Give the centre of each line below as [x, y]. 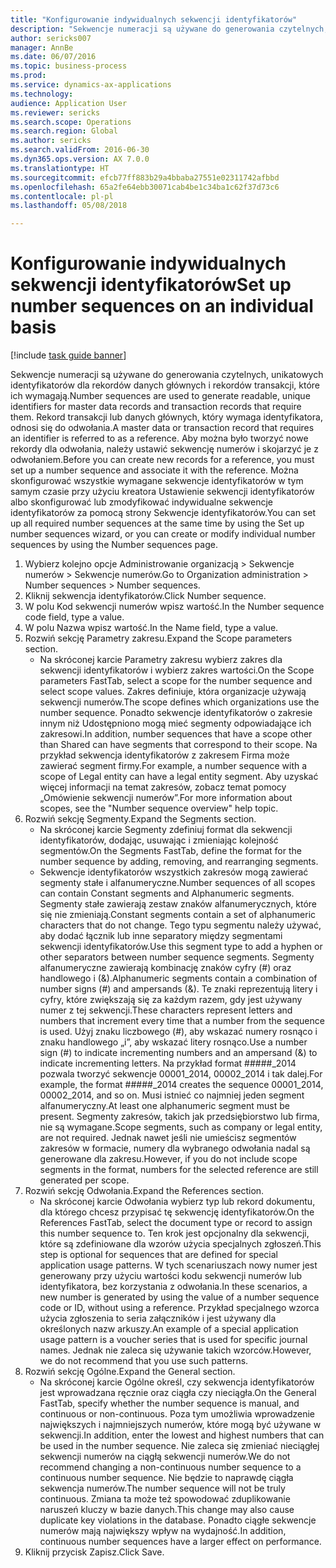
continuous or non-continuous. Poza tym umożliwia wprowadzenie [177, 1414]
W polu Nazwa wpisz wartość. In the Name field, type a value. [151, 628]
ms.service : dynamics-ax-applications [91, 85]
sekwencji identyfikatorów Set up [151, 285]
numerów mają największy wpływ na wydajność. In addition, [163, 1531]
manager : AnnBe [42, 47]
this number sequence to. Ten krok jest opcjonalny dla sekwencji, [174, 1233]
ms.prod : [28, 76]
